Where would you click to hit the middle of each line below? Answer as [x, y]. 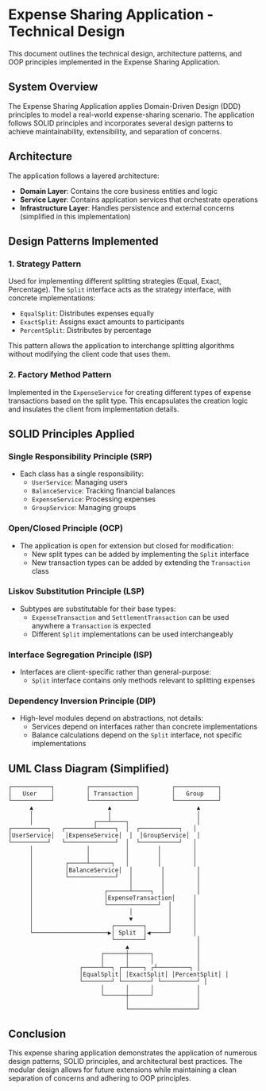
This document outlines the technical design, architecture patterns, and [125, 53]
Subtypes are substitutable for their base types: [98, 609]
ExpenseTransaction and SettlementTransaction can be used [130, 617]
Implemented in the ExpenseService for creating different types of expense [130, 392]
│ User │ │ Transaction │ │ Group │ [115, 794]
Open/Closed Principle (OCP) [66, 528]
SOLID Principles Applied [71, 433]
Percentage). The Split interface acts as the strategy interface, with [120, 290]
